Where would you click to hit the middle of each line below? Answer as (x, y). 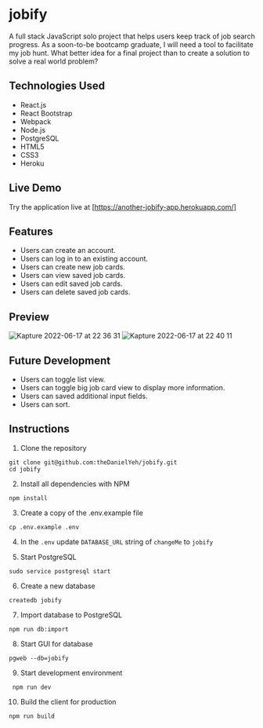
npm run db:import (39, 629)
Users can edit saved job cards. (71, 284)
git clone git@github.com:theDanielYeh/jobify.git (93, 462)
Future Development (60, 360)
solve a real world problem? (54, 61)
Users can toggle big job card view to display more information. (122, 388)
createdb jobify (35, 600)
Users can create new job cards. (73, 267)
